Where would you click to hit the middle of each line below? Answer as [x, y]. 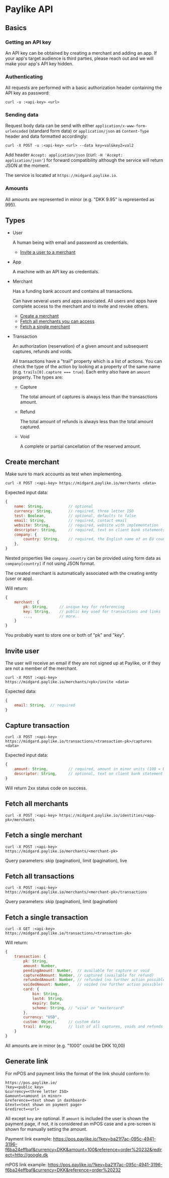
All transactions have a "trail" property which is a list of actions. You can [87, 361]
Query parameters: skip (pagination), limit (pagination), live [66, 860]
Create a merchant [39, 316]
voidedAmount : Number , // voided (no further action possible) [93, 985]
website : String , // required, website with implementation [86, 525]
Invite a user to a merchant [48, 252]
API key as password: [28, 93]
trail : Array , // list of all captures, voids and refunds [93, 1027]
